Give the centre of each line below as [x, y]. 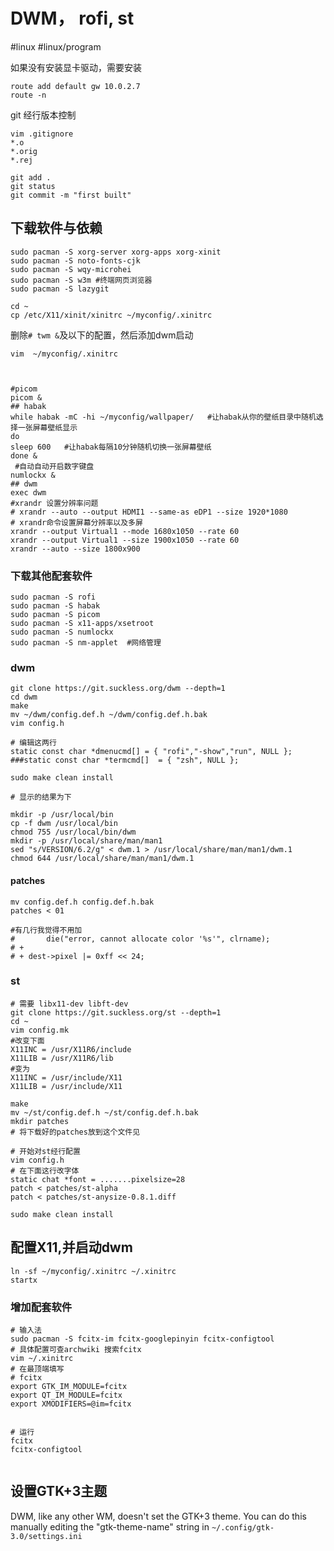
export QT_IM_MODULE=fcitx [66, 1395]
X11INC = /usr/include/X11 [66, 1077]
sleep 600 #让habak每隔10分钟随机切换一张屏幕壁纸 [111, 447]
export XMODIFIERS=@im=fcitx [71, 1404]
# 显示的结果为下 [41, 797]
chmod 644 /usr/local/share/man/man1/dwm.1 [102, 859]
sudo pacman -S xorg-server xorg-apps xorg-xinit [116, 252]
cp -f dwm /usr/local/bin [64, 824]
